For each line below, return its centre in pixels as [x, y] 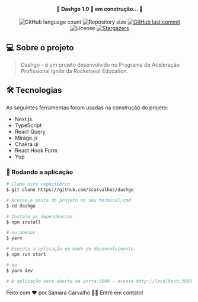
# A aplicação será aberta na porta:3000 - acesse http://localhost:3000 [99, 281]
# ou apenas [21, 233]
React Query [30, 131]
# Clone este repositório [38, 184]
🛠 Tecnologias [34, 90]
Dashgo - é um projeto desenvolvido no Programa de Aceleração [100, 65]
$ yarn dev [20, 270]
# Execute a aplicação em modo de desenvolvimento [70, 249]
